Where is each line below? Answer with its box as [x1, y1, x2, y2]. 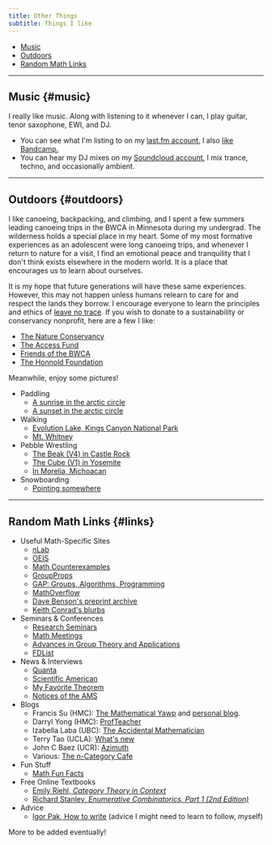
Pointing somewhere [32, 484, 101, 493]
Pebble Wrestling [19, 441, 78, 450]
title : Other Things [8, 11, 79, 20]
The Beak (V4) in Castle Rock [32, 449, 131, 459]
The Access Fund [19, 340, 79, 350]
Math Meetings [32, 630, 83, 640]
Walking [19, 415, 48, 425]
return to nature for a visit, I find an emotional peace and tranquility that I [8, 249, 251, 258]
